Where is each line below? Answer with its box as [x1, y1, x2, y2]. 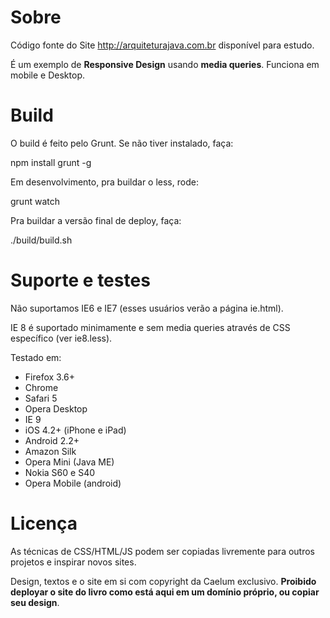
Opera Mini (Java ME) [24, 456, 115, 468]
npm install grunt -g [10, 156, 92, 168]
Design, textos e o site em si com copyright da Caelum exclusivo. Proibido [10, 575, 317, 587]
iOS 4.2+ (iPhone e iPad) [24, 424, 127, 436]
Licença [10, 512, 78, 535]
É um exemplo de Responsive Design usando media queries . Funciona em [10, 58, 320, 70]
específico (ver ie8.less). [10, 332, 113, 344]
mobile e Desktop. [10, 69, 85, 81]
